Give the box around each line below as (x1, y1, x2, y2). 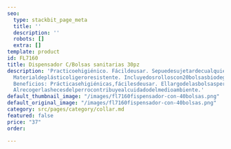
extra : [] (13, 42, 41, 49)
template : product (7, 49, 60, 56)
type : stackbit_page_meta (13, 16, 88, 23)
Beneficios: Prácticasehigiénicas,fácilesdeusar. (13, 80, 158, 87)
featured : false (7, 112, 54, 119)
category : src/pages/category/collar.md (7, 106, 125, 113)
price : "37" (7, 118, 41, 126)
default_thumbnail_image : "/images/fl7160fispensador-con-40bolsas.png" (7, 93, 220, 100)
